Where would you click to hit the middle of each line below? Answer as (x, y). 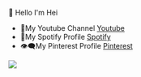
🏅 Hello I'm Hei (33, 13)
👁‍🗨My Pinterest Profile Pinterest (77, 46)
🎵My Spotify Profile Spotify (65, 37)
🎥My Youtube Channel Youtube (73, 28)
